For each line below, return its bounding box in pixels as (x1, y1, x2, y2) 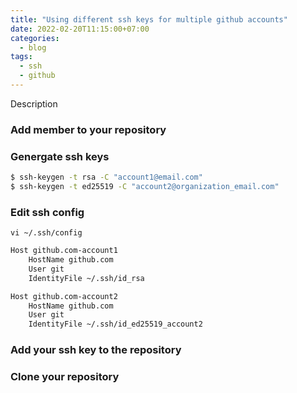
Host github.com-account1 (10, 246, 118, 256)
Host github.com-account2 (10, 291, 118, 301)
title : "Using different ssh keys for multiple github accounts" (10, 14, 288, 25)
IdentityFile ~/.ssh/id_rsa (28, 273, 145, 283)
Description (10, 97, 58, 110)
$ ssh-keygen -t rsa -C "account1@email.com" (10, 172, 203, 183)
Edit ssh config (10, 205, 85, 219)
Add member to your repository (10, 122, 167, 136)
